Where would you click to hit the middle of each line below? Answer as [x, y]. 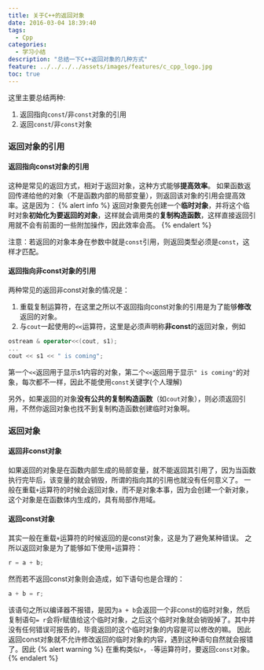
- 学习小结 [31, 52]
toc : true [24, 74]
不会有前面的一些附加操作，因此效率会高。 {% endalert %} [117, 224]
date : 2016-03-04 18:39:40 [52, 23]
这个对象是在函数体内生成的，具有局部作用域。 [84, 499]
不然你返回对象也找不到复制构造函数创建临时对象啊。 [108, 408]
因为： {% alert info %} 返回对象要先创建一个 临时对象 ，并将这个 [139, 205]
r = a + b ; [26, 563]
